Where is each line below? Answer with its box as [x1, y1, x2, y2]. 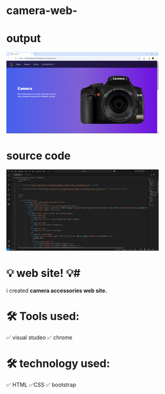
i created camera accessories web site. [6, 287, 108, 294]
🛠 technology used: [6, 356, 111, 370]
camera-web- [6, 4, 78, 18]
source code [6, 149, 71, 163]
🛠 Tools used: [6, 309, 80, 323]
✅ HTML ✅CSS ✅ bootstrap [6, 381, 76, 388]
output [6, 32, 41, 46]
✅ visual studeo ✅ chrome [6, 334, 73, 341]
